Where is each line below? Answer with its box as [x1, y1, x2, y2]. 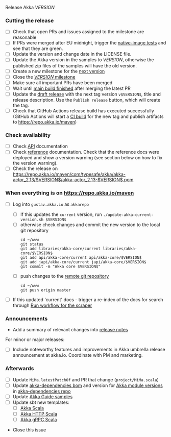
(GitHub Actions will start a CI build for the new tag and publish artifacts [12, 113, 164, 119]
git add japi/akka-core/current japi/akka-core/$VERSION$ [20, 259, 146, 264]
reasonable [12, 34, 37, 40]
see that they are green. [12, 45, 63, 52]
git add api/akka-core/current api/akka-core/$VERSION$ [20, 255, 142, 260]
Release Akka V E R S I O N [5, 5, 55, 10]
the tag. [12, 102, 29, 108]
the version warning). [12, 160, 58, 166]
